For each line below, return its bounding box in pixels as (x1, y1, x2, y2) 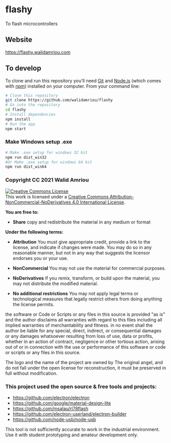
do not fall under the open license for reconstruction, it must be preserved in (5, 365, 166, 371)
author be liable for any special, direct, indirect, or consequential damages (5, 327, 162, 334)
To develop (5, 64, 42, 73)
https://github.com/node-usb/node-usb (12, 416, 96, 422)
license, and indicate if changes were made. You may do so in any (12, 244, 152, 250)
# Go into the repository (5, 103, 60, 108)
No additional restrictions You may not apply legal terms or (12, 290, 139, 296)
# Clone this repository (5, 93, 58, 98)
